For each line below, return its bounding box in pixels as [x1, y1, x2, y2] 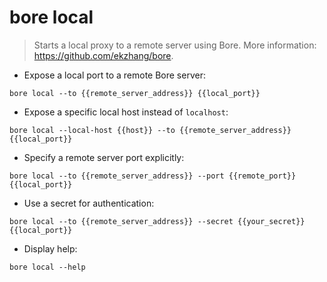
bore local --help [9, 262, 86, 272]
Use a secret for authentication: [23, 197, 155, 209]
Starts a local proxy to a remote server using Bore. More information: [33, 39, 317, 51]
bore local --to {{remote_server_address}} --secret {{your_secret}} [9, 216, 306, 226]
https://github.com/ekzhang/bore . [33, 49, 174, 61]
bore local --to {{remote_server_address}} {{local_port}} [9, 88, 261, 98]
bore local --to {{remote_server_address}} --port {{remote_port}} [9, 171, 297, 181]
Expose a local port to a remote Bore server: [23, 69, 206, 81]
